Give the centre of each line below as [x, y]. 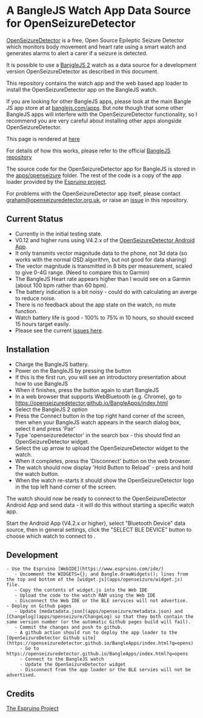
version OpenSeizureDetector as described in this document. [82, 71]
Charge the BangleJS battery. [52, 364]
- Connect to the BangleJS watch [62, 659]
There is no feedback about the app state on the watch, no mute [95, 305]
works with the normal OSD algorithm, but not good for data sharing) [101, 259]
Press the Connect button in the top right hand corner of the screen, [100, 416]
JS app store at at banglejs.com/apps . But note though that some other [95, 107]
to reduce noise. [35, 298]
